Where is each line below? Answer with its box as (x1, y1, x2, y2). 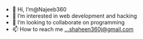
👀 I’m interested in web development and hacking (12, 12, 137, 19)
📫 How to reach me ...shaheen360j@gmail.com (12, 26, 134, 33)
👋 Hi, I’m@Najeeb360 (12, 6, 67, 13)
